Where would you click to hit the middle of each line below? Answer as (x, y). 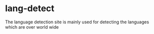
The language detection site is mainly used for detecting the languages (77, 22)
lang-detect (30, 8)
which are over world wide (32, 27)
